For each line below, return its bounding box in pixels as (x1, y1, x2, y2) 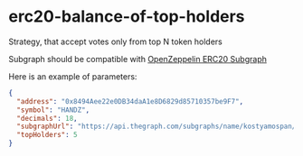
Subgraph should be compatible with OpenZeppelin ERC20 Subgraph (8, 53, 268, 64)
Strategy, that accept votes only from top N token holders (8, 36, 223, 47)
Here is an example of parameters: (8, 70, 137, 82)
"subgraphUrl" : (16, 122, 74, 132)
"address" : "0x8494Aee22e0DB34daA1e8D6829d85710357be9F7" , (16, 96, 244, 106)
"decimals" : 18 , (16, 114, 78, 123)
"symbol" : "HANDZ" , (16, 106, 90, 115)
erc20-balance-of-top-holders (8, 6, 245, 27)
